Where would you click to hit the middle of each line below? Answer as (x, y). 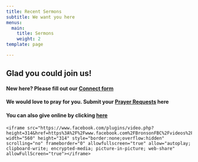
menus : (14, 22)
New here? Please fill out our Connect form (60, 88)
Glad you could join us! (49, 73)
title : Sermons (35, 34)
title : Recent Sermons (34, 11)
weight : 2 (29, 39)
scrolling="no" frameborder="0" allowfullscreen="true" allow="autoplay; (99, 143)
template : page (25, 45)
